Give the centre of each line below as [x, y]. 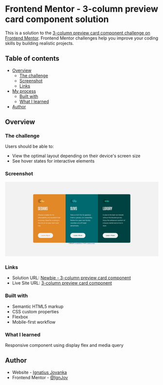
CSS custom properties [36, 311]
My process [24, 91]
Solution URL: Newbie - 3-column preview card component [72, 278]
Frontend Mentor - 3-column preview [82, 9]
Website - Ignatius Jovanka [39, 372]
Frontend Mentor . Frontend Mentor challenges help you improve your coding [82, 38]
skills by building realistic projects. [39, 43]
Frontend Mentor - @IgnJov [40, 377]
